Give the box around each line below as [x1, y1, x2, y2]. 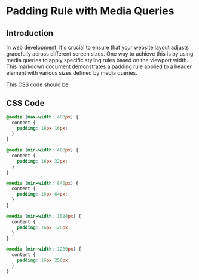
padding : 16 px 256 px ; [17, 257, 71, 264]
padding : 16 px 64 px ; [17, 191, 68, 197]
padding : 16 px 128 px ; [17, 224, 71, 230]
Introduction [6, 28, 54, 38]
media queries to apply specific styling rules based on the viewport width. [6, 57, 189, 63]
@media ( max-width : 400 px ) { [6, 114, 79, 120]
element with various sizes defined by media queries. [6, 69, 137, 76]
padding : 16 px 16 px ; [17, 125, 68, 131]
